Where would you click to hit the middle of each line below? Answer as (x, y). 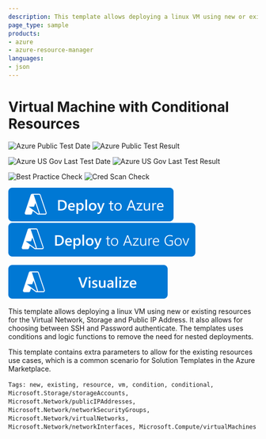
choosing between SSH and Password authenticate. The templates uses (126, 328)
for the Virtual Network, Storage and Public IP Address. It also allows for (125, 319)
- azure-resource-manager (51, 50)
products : (25, 33)
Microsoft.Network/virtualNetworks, (68, 418)
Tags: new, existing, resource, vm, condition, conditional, (111, 384)
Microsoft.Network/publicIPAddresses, (72, 401)
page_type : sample (38, 25)
